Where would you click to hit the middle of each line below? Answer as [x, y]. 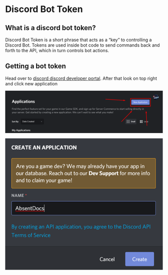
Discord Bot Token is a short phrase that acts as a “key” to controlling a [78, 40]
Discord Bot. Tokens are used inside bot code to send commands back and [82, 45]
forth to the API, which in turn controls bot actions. [57, 50]
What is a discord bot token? [50, 28]
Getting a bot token [36, 66]
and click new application [31, 83]
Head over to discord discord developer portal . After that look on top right [81, 78]
